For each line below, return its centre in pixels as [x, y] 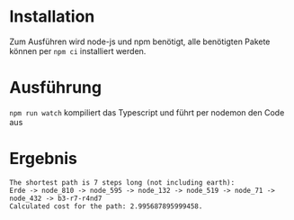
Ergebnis [44, 159]
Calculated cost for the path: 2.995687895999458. [106, 206]
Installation [52, 17]
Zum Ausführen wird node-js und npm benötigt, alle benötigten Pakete [140, 41]
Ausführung [55, 88]
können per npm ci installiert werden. [78, 50]
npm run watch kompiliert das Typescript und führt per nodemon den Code [147, 112]
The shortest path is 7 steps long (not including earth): [122, 182]
